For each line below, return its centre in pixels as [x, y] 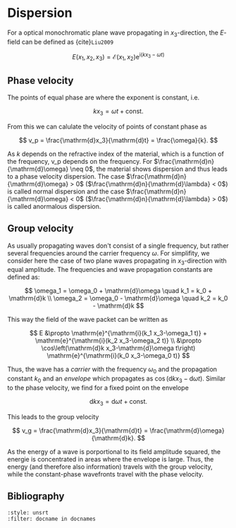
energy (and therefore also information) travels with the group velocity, [110, 467]
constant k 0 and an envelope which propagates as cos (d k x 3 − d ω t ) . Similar [117, 379]
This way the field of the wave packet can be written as [88, 320]
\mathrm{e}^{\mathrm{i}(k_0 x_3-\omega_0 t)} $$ [118, 356]
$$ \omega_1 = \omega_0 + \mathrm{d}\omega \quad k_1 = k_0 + [118, 291]
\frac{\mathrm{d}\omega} [187, 430]
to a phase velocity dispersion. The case [66, 176]
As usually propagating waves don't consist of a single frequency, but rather [118, 246]
